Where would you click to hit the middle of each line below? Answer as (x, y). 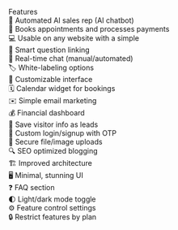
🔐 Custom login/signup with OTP (63, 133)
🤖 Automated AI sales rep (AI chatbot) (72, 20)
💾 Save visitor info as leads (53, 124)
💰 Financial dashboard (47, 113)
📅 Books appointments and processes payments (89, 29)
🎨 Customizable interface (51, 79)
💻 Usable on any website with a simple (74, 38)
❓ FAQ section (32, 187)
